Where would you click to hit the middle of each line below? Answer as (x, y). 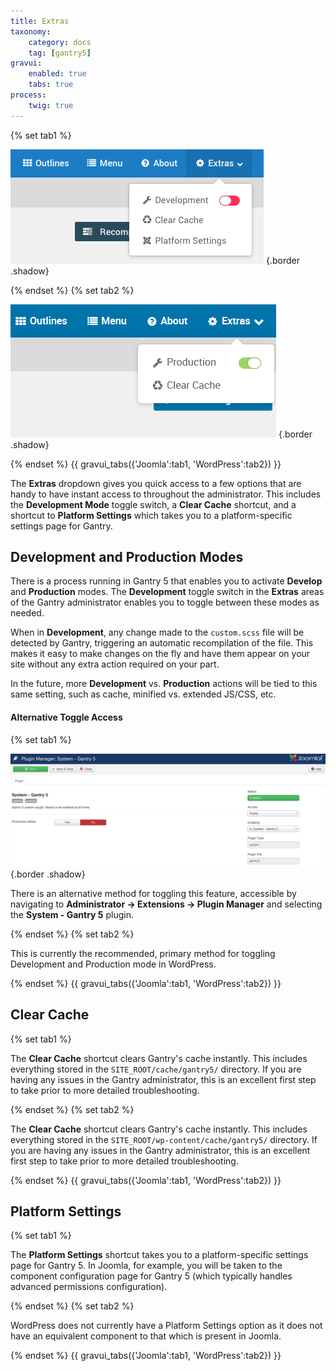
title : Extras (40, 21)
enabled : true (57, 74)
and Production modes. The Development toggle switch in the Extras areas (167, 592)
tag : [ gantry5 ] (60, 53)
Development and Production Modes (127, 557)
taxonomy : (31, 31)
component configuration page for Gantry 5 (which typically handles (151, 1276)
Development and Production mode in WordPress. (113, 964)
